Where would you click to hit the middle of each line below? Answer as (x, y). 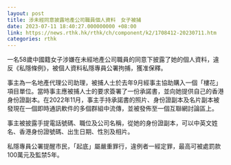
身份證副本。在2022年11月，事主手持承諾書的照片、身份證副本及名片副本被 (113, 100)
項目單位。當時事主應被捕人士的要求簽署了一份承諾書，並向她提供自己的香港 (115, 91)
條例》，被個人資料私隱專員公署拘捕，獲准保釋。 (99, 68)
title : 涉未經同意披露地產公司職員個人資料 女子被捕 (74, 20)
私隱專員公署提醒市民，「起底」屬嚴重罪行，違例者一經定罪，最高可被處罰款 (114, 146)
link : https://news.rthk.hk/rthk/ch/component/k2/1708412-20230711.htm (112, 33)
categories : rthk (32, 39)
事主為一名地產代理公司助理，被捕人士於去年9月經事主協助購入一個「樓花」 (114, 82)
